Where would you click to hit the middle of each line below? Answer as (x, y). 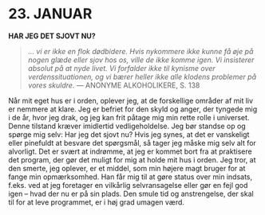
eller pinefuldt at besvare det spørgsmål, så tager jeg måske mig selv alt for (132, 143)
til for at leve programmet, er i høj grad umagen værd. (97, 202)
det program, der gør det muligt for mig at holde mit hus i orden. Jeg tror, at (132, 159)
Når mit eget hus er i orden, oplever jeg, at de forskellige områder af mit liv (131, 100)
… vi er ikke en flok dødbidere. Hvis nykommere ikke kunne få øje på (140, 51)
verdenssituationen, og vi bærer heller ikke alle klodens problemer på (142, 76)
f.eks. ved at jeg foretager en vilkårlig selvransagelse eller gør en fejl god (128, 185)
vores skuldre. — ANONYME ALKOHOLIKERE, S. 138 (114, 85)
